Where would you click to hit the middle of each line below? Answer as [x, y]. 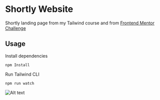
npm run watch [20, 83]
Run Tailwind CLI [22, 74]
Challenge [16, 28]
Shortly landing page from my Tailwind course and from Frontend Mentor [80, 23]
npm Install [17, 65]
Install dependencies [27, 56]
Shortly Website [39, 9]
